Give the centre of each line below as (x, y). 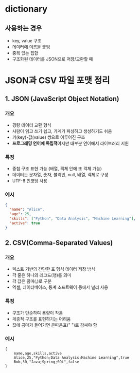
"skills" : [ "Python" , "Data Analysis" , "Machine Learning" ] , (73, 219)
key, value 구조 (27, 41)
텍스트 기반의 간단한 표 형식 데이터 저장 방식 (54, 269)
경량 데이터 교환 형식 (32, 125)
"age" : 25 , (20, 214)
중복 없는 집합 (25, 53)
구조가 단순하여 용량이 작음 (37, 313)
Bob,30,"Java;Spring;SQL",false (46, 362)
